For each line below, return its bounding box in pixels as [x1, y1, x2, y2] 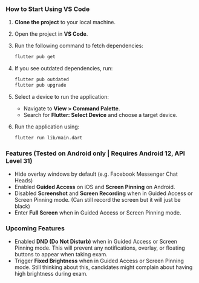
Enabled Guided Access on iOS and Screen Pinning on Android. [14, 184, 175, 191]
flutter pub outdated [14, 76, 69, 83]
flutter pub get [14, 54, 56, 60]
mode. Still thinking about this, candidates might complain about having [14, 264, 193, 271]
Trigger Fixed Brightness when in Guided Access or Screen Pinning [14, 257, 184, 265]
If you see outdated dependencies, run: [14, 65, 113, 72]
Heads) [14, 177, 33, 184]
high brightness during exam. [14, 270, 88, 278]
